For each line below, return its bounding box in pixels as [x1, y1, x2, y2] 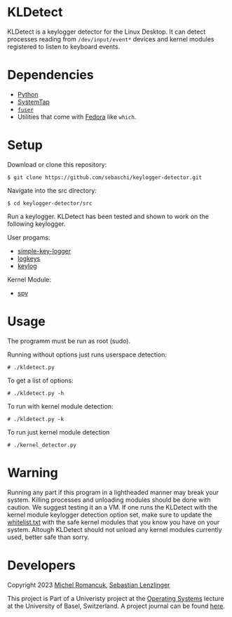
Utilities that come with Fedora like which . [17, 112, 137, 121]
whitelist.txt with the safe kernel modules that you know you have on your [7, 517, 220, 526]
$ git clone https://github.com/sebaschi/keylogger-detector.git [7, 173, 202, 181]
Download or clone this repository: [7, 160, 107, 168]
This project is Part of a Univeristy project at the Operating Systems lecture [7, 594, 224, 602]
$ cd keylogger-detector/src [7, 199, 93, 207]
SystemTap [17, 98, 50, 106]
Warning [7, 465, 58, 481]
